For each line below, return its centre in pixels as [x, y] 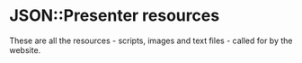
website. [25, 49]
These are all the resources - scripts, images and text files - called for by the [151, 40]
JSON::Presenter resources [115, 16]
